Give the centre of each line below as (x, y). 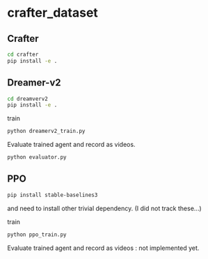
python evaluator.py (37, 157)
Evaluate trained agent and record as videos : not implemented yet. (103, 248)
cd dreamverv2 (28, 99)
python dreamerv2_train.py (46, 131)
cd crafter (23, 54)
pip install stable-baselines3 (53, 195)
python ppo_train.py (37, 235)
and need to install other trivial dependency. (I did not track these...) (104, 208)
